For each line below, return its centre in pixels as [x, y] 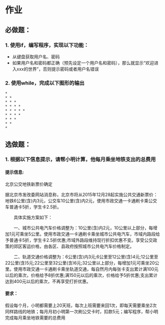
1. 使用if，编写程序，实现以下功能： [47, 45]
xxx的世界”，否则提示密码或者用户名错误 [58, 69]
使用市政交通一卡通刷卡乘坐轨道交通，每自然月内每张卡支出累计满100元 [86, 269]
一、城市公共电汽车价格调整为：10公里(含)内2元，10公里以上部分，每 [83, 227]
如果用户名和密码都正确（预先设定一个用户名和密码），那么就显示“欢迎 [83, 63]
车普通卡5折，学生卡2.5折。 [33, 207]
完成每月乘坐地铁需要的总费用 [35, 318]
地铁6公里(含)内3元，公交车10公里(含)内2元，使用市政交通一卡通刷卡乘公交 [81, 200]
